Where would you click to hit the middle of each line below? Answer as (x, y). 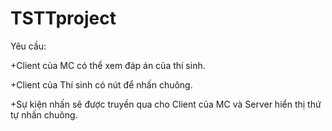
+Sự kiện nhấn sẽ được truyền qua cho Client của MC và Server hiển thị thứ (166, 104)
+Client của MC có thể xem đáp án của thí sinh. (108, 65)
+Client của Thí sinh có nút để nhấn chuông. (101, 84)
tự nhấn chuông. (44, 114)
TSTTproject (63, 18)
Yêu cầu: (28, 46)
